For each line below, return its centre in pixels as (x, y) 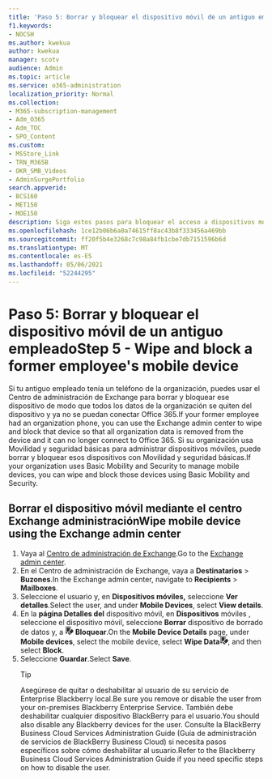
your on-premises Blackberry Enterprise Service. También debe (126, 707)
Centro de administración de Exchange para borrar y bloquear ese (119, 397)
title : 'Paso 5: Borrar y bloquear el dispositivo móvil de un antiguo (132, 17)
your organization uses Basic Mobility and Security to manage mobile (124, 466)
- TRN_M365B (28, 162)
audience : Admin (36, 69)
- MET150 (23, 205)
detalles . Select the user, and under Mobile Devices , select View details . (142, 605)
